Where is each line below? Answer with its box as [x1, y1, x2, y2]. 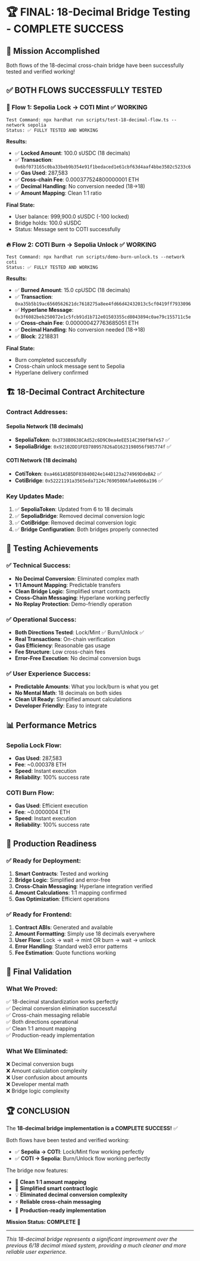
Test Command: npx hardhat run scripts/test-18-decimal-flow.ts [6, 116, 169, 123]
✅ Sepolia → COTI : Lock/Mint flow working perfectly [14, 1148, 145, 1155]
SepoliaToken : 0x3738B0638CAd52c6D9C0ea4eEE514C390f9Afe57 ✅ [14, 436, 170, 443]
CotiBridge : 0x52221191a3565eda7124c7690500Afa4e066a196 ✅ [14, 477, 163, 484]
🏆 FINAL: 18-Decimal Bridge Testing [6, 5, 190, 19]
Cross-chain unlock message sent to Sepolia [14, 363, 125, 370]
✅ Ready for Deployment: [6, 856, 82, 864]
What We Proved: [6, 984, 58, 993]
